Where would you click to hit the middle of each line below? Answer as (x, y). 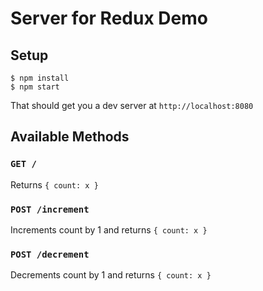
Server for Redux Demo (109, 18)
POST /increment (50, 209)
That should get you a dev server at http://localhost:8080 (132, 105)
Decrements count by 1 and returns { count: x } (111, 275)
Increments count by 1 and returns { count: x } (109, 229)
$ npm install (40, 78)
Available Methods (70, 137)
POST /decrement (50, 254)
